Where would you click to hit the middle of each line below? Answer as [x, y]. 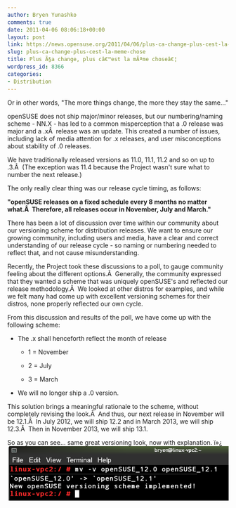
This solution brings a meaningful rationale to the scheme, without [103, 406]
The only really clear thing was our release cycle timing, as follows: [104, 188]
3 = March [43, 379]
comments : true [29, 22]
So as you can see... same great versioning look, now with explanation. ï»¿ [115, 442]
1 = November [48, 352]
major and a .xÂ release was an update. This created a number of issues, [114, 131]
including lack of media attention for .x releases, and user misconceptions [114, 138]
